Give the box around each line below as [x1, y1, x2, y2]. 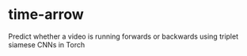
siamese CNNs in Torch [8, 39, 85, 49]
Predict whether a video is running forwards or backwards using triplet [8, 32, 239, 41]
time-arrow [8, 6, 85, 24]
